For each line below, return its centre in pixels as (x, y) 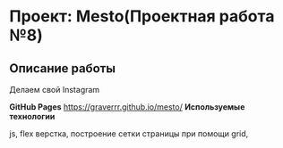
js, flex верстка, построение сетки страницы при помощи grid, (129, 134)
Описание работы (63, 68)
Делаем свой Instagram (55, 90)
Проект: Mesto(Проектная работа (142, 16)
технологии (32, 116)
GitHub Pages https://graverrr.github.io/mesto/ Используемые (127, 107)
